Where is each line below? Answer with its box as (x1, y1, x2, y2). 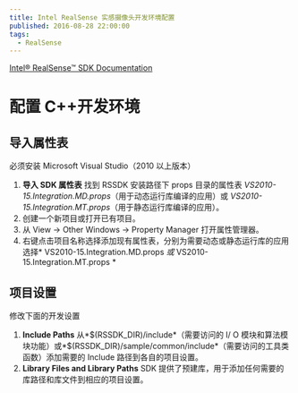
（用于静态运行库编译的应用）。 (110, 202, 225, 213)
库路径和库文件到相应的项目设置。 (21, 374, 149, 385)
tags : (9, 30, 30, 38)
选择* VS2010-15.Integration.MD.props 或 (21, 247, 175, 258)
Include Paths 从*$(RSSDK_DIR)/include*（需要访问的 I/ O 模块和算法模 (21, 329, 289, 340)
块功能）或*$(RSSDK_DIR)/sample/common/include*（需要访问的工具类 (21, 341, 289, 352)
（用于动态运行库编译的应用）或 (110, 191, 229, 201)
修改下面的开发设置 (9, 311, 81, 321)
